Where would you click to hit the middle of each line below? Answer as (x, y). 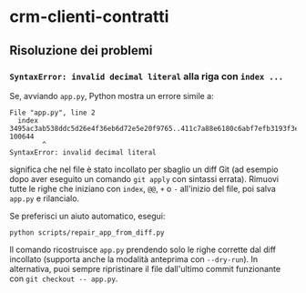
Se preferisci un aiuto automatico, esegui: (87, 216)
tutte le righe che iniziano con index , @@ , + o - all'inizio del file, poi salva (143, 188)
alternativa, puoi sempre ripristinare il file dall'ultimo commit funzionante (145, 268)
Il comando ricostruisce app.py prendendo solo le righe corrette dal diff (143, 249)
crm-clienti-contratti (89, 17)
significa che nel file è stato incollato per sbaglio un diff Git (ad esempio (144, 169)
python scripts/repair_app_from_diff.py (87, 232)
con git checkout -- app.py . (64, 278)
